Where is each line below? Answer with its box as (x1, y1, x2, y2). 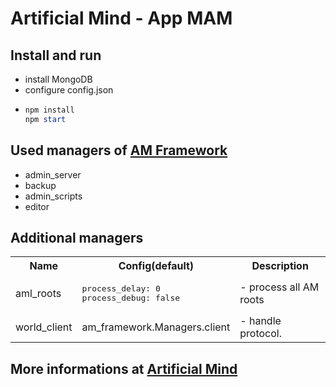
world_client (15, 320, 73, 334)
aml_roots (15, 287, 62, 301)
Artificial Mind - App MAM (10, 7, 233, 30)
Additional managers (10, 229, 144, 246)
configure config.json (24, 84, 114, 96)
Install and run (10, 47, 102, 64)
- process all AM (239, 280, 320, 294)
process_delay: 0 (81, 283, 161, 294)
